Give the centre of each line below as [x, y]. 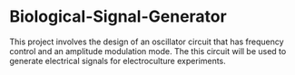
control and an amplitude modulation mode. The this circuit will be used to [148, 51]
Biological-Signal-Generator [118, 17]
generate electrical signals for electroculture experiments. [118, 61]
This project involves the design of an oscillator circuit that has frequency [147, 42]
